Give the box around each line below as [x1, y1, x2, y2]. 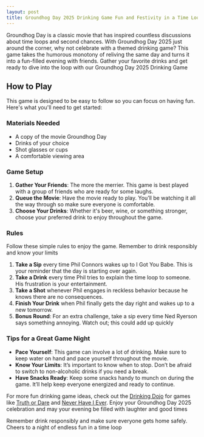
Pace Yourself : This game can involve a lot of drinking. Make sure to [15, 348, 187, 355]
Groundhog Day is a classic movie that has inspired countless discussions [6, 31, 191, 38]
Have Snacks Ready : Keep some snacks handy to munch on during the [15, 374, 194, 381]
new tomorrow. [15, 306, 53, 313]
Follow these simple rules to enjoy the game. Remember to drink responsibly [6, 243, 197, 250]
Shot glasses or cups [15, 145, 68, 153]
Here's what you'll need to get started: [6, 104, 103, 111]
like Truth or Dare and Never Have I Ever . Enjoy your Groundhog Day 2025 [6, 399, 192, 406]
